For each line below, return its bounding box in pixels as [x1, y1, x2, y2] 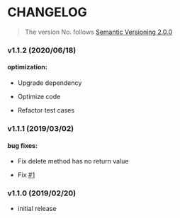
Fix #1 [17, 171, 35, 179]
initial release [17, 205, 57, 213]
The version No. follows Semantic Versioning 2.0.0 [24, 28, 173, 36]
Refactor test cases [17, 106, 75, 115]
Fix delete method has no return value [17, 157, 129, 166]
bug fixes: [7, 141, 38, 149]
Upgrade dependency [17, 79, 82, 87]
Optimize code [17, 93, 61, 101]
